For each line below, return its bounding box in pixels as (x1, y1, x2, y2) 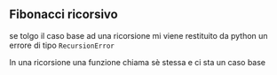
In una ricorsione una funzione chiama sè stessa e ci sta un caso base (9, 56, 266, 67)
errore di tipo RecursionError (9, 40, 115, 50)
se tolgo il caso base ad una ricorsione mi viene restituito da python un (9, 30, 268, 41)
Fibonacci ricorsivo (9, 7, 118, 22)
